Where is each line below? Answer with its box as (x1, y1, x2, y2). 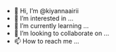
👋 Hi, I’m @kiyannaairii (13, 7, 79, 15)
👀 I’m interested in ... (13, 14, 74, 22)
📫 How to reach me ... (13, 37, 79, 45)
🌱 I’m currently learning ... (13, 22, 89, 30)
